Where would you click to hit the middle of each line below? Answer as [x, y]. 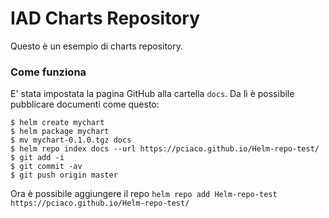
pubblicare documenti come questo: [85, 104]
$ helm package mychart [60, 132]
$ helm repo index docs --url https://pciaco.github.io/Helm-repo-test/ [165, 149]
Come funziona [48, 72]
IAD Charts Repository [105, 18]
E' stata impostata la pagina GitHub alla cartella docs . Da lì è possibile [152, 94]
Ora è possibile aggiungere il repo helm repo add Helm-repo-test [144, 194]
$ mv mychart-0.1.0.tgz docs [71, 140]
